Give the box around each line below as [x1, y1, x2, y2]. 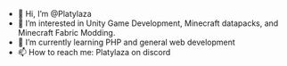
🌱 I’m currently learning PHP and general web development [17, 37, 236, 47]
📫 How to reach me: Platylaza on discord [17, 47, 171, 57]
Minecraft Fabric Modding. [17, 28, 116, 37]
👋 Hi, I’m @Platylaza [17, 9, 92, 19]
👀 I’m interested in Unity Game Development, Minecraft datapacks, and [17, 18, 279, 29]
